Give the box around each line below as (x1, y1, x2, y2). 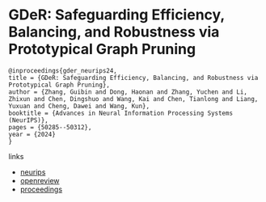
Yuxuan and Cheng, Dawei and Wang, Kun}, (8, 102, 150, 110)
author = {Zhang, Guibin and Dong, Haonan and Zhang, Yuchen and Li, (8, 87, 248, 96)
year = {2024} (8, 130, 57, 138)
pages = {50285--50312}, (8, 123, 92, 131)
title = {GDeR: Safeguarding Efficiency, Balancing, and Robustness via (8, 74, 259, 82)
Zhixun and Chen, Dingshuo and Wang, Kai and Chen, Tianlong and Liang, (8, 95, 259, 103)
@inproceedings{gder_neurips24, (8, 66, 117, 74)
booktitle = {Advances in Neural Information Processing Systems (8, 109, 233, 117)
